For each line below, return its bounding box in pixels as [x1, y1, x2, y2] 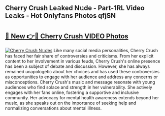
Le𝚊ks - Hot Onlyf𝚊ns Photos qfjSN [5, 12, 116, 20]
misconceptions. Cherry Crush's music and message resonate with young [5, 79, 155, 85]
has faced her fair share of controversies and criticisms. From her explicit [5, 53, 154, 58]
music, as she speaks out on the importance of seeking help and [5, 100, 136, 106]
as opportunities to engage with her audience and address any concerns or [5, 74, 158, 80]
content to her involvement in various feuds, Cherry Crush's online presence [5, 58, 161, 64]
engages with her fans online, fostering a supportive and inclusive [5, 89, 139, 95]
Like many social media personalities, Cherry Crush [53, 48, 158, 53]
